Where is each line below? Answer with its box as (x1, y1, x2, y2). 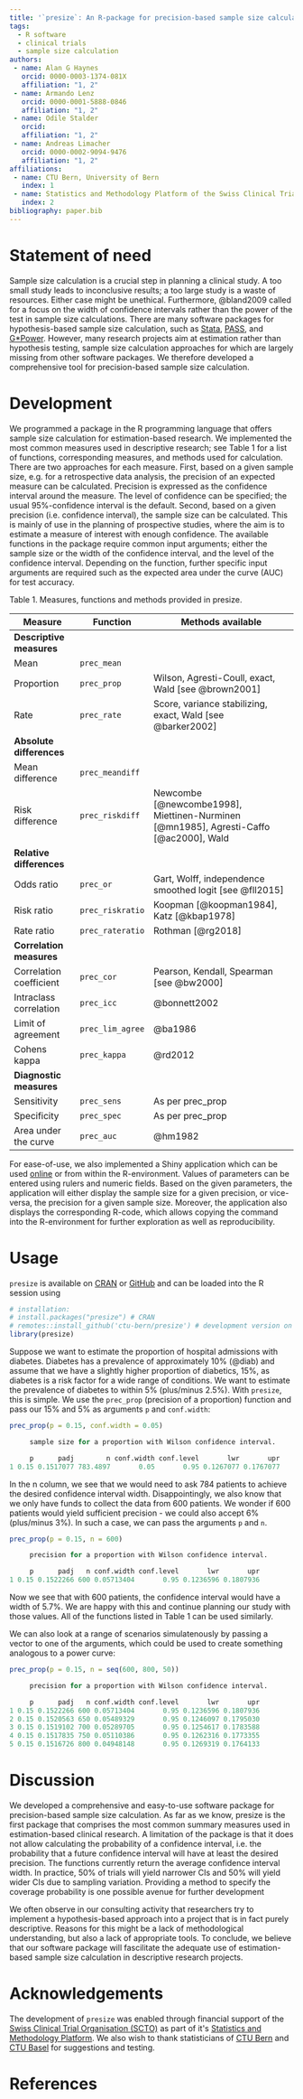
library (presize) (9, 1329, 75, 1339)
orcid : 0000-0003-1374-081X (21, 72, 127, 81)
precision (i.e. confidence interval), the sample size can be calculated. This (9, 509, 289, 520)
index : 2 (21, 198, 54, 208)
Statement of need (9, 245, 151, 266)
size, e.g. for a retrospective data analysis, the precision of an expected (9, 471, 276, 481)
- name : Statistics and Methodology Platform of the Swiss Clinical (13, 190, 277, 199)
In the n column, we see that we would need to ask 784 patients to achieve (9, 1479, 287, 1489)
